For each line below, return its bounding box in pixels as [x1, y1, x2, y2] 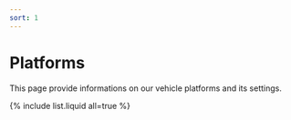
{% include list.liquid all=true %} [9, 100, 130, 111]
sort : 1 [9, 13, 39, 23]
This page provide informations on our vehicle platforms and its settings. [9, 83, 283, 94]
